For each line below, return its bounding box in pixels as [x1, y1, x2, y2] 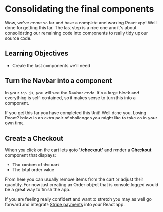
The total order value [12, 167, 55, 173]
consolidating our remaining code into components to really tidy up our [5, 30, 148, 36]
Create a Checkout [5, 134, 64, 142]
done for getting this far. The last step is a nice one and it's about [5, 24, 137, 30]
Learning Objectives [5, 49, 69, 58]
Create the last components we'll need [12, 62, 91, 68]
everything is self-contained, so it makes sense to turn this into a [5, 94, 136, 101]
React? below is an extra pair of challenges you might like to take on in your [5, 115, 158, 120]
